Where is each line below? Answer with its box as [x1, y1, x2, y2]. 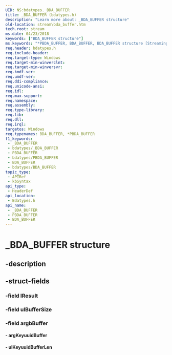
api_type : [5, 184, 27, 189]
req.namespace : [5, 98, 38, 103]
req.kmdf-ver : [5, 70, 36, 75]
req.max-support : [5, 93, 42, 98]
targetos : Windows [5, 127, 45, 132]
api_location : [5, 193, 36, 198]
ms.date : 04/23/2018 [5, 31, 50, 36]
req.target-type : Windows [5, 55, 60, 60]
